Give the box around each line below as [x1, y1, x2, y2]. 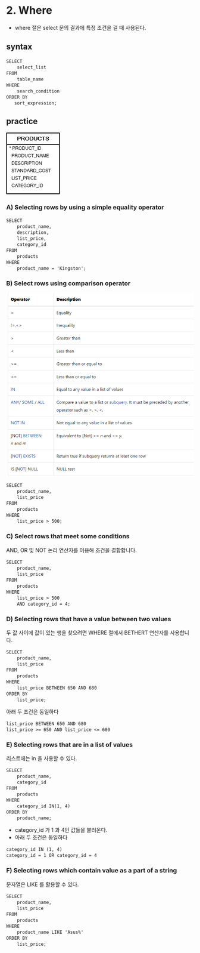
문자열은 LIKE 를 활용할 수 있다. [6, 881, 79, 888]
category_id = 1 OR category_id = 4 [6, 853, 97, 859]
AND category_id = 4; [17, 601, 70, 607]
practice [6, 116, 38, 127]
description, [17, 229, 49, 236]
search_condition [17, 88, 60, 94]
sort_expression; [14, 100, 58, 106]
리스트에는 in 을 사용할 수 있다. [6, 755, 77, 762]
